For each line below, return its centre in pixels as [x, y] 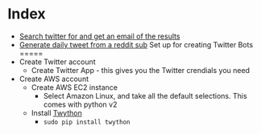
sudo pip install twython [87, 122]
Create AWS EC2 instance [75, 87]
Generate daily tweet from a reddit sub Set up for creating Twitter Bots [136, 44]
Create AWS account [54, 79]
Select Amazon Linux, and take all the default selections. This [145, 95]
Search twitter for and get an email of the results [99, 36]
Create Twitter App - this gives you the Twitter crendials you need [141, 70]
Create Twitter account [57, 62]
